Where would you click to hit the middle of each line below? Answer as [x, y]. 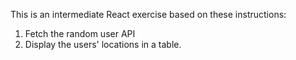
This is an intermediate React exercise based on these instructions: [148, 14]
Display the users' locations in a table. [103, 44]
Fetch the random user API [80, 33]
